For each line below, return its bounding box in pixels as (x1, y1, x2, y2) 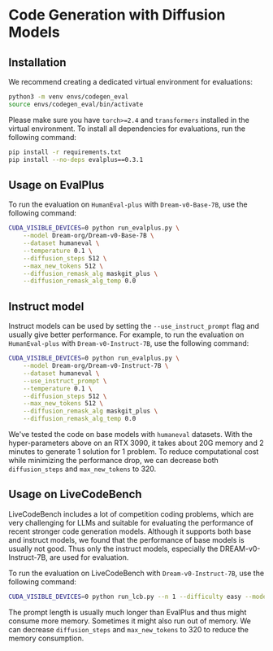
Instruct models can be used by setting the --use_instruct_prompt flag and (8, 321, 260, 331)
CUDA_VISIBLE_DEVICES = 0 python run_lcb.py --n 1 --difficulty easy (8, 592, 242, 601)
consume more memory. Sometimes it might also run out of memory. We (8, 616, 252, 626)
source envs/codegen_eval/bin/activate (8, 100, 144, 108)
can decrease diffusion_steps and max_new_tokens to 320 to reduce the (8, 624, 249, 634)
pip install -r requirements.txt (8, 148, 122, 156)
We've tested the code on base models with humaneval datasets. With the (8, 430, 253, 439)
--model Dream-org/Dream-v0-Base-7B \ (23, 232, 154, 240)
